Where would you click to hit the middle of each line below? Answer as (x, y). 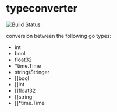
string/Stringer (32, 72)
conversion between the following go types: (59, 36)
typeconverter (42, 8)
